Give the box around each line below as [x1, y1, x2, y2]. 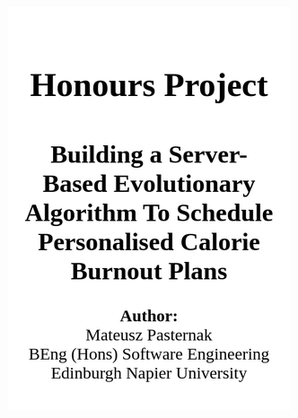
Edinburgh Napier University [50, 363, 248, 383]
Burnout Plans [70, 257, 228, 285]
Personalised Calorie [37, 227, 261, 257]
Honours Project [30, 65, 268, 104]
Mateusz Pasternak [85, 325, 213, 344]
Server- [168, 140, 248, 169]
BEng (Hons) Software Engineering [28, 344, 270, 364]
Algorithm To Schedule [24, 198, 274, 227]
